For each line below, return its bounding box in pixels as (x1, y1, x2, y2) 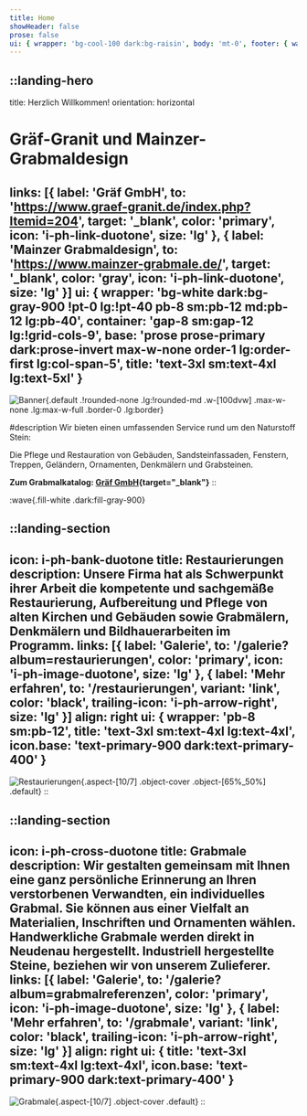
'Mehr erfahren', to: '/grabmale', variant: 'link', (9, 1015, 279, 1031)
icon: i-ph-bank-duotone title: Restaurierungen (9, 552, 284, 568)
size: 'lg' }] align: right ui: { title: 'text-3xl (9, 1044, 247, 1059)
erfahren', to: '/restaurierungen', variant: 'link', (9, 680, 281, 696)
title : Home (9, 13, 55, 23)
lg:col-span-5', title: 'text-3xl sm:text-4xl (36, 356, 277, 371)
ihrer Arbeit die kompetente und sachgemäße (9, 580, 274, 596)
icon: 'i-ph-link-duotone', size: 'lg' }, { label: (9, 228, 265, 243)
